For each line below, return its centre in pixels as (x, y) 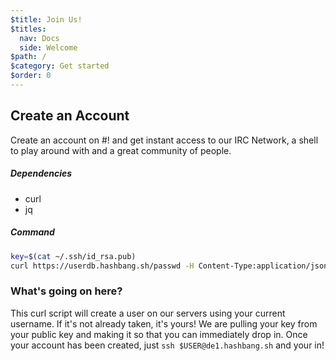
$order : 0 (31, 76)
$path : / (28, 57)
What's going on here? (66, 291)
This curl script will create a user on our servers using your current (148, 313)
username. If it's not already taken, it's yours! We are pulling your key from (164, 323)
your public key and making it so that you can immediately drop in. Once (159, 334)
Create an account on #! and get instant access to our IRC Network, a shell (164, 140)
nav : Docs (39, 38)
